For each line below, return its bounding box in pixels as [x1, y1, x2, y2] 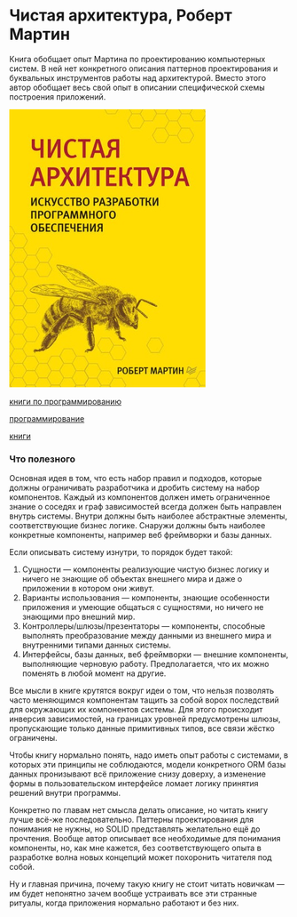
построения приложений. [9, 91, 106, 102]
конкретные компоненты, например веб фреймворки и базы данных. [9, 530, 272, 541]
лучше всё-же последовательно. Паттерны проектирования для [9, 815, 254, 825]
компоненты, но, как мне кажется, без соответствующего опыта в [9, 842, 262, 854]
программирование [9, 413, 85, 423]
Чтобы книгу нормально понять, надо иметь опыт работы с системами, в [9, 750, 289, 760]
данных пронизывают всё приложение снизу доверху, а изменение [9, 768, 266, 779]
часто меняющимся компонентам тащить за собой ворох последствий [9, 695, 279, 705]
